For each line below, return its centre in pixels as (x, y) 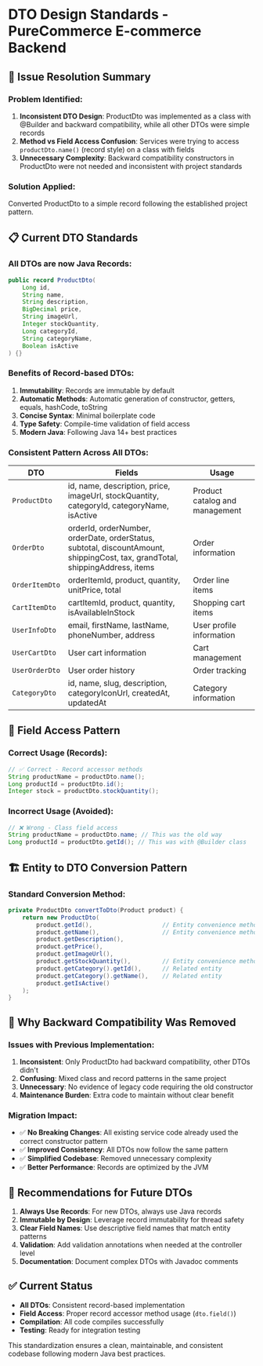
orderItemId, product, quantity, (124, 580)
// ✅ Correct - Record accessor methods (76, 769)
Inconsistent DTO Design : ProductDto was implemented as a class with (135, 116)
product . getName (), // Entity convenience (136, 932)
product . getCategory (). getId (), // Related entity (129, 968)
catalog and (215, 501)
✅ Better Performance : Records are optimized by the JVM (114, 1167)
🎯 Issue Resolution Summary (79, 77)
